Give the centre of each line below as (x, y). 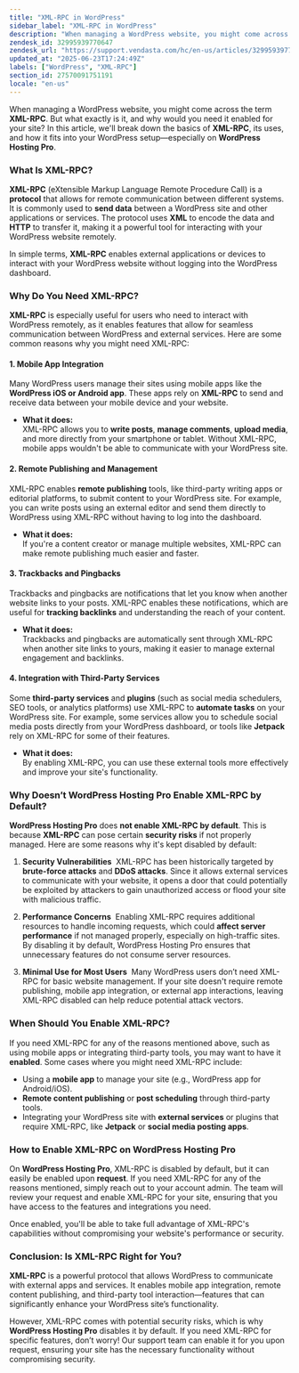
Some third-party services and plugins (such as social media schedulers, (145, 698)
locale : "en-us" (39, 84)
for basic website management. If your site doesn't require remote (161, 981)
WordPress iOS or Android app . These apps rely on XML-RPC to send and (146, 394)
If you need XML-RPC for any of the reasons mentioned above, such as (140, 1043)
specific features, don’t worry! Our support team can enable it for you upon (147, 1340)
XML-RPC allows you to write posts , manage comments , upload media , (155, 429)
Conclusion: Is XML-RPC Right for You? (96, 1256)
